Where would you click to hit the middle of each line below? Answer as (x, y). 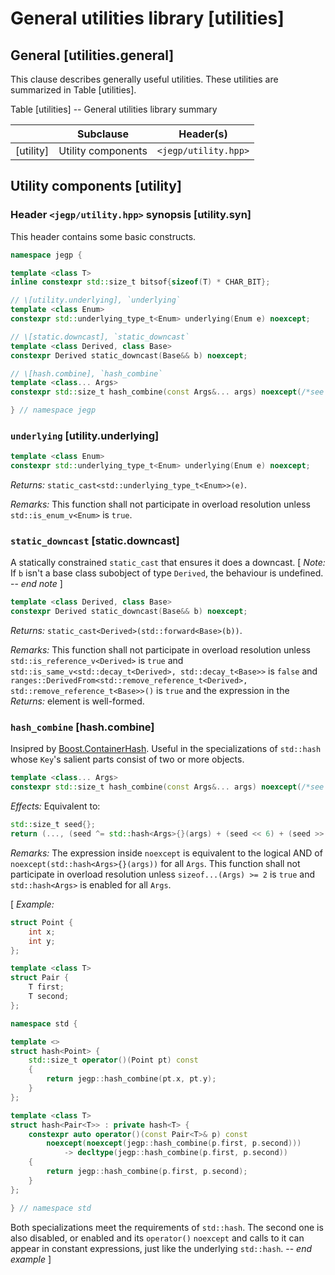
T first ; (46, 987)
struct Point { (42, 922)
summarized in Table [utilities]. (73, 90)
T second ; (49, 997)
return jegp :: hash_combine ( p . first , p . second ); (147, 1172)
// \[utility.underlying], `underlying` (96, 300)
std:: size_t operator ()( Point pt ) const (113, 1060)
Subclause (103, 134)
